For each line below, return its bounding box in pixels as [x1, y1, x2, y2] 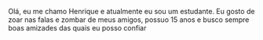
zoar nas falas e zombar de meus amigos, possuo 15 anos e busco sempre [8, 15, 250, 24]
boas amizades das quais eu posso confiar [8, 24, 147, 32]
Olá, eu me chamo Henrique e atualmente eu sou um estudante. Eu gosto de [8, 7, 255, 16]
